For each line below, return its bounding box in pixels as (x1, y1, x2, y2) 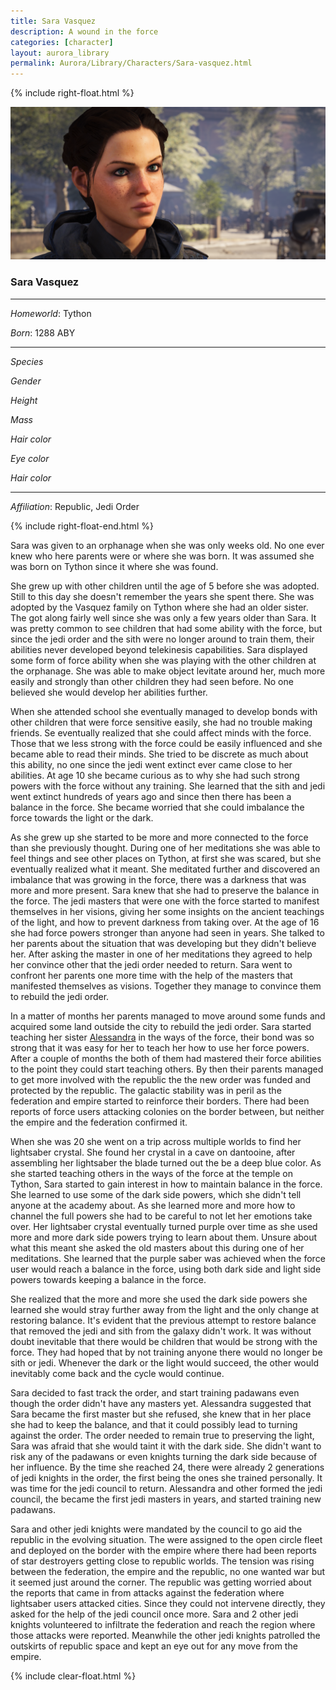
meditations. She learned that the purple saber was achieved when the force (10, 1252, 326, 1264)
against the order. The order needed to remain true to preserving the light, (10, 1429, 315, 1441)
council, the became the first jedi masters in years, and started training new (10, 1493, 322, 1505)
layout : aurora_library (10, 48, 110, 58)
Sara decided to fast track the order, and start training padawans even (10, 1386, 300, 1399)
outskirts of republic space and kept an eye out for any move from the (10, 1640, 298, 1652)
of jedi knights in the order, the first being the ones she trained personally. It (10, 1471, 323, 1484)
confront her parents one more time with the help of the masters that (10, 969, 293, 981)
